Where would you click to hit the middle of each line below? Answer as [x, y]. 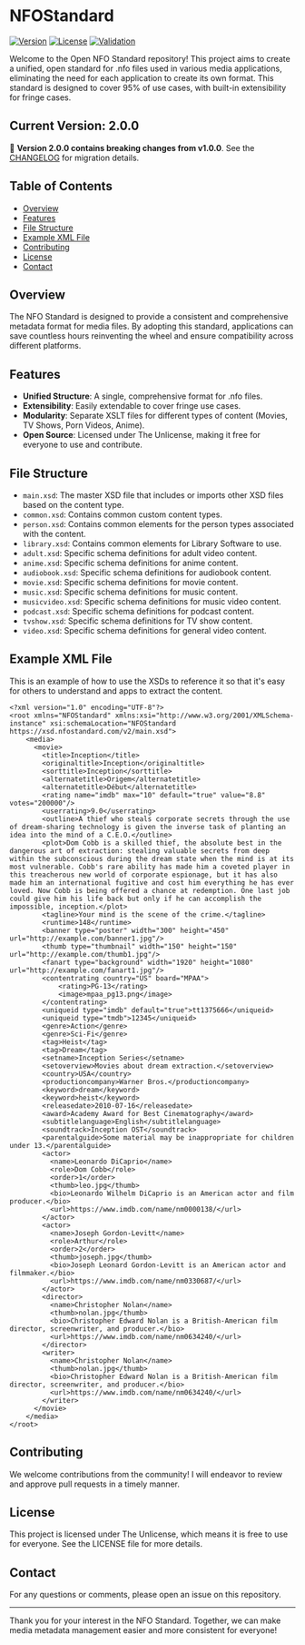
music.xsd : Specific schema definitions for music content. [130, 592]
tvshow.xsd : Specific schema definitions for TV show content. [138, 621]
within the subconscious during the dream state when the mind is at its [152, 858]
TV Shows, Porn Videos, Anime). [84, 425]
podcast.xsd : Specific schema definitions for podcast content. [138, 611]
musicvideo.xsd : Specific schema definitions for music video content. [152, 601]
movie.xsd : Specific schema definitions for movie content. [130, 582]
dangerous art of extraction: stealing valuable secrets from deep [140, 851]
